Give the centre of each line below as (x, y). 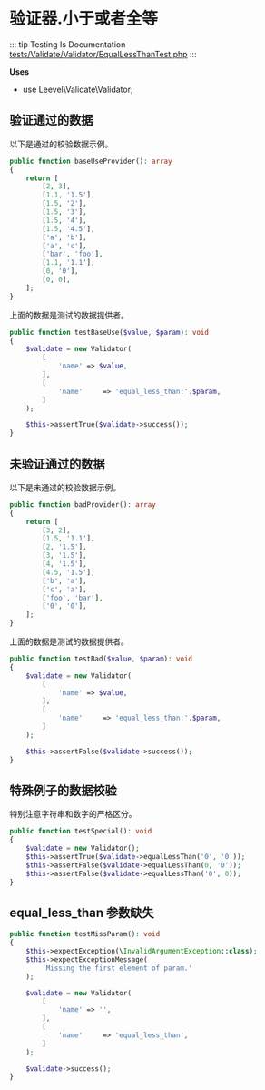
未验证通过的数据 (57, 464)
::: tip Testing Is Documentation (68, 44)
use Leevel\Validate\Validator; (78, 89)
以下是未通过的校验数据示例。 (65, 487)
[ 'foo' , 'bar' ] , (73, 598)
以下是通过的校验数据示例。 (61, 144)
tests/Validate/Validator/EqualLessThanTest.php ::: (103, 54)
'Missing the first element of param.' (118, 968)
